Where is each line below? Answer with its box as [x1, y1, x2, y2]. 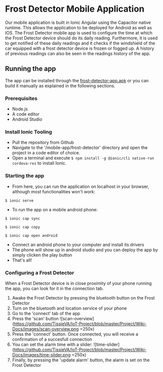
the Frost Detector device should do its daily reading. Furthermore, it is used [5, 35, 158, 41]
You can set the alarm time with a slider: [12, 341, 92, 347]
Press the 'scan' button [12, 316, 59, 321]
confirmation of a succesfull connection [12, 336, 92, 342]
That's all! [12, 257, 32, 263]
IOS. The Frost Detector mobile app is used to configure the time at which [5, 30, 153, 36]
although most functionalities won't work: [12, 188, 96, 194]
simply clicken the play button [12, 252, 72, 258]
